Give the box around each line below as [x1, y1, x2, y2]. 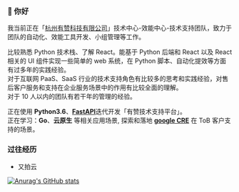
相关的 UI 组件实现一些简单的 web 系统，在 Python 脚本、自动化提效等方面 [7, 57, 227, 65]
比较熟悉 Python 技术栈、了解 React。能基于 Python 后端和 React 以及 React [7, 48, 233, 56]
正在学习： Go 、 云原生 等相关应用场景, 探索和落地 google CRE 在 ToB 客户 [7, 116, 225, 125]
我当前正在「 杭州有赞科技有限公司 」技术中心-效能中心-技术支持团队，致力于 [7, 23, 232, 33]
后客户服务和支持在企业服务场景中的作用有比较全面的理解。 [7, 83, 183, 92]
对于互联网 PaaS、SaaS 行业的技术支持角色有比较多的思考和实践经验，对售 [7, 75, 229, 83]
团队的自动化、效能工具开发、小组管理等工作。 [7, 33, 145, 41]
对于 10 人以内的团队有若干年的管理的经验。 [7, 92, 137, 101]
